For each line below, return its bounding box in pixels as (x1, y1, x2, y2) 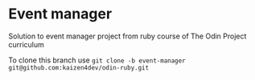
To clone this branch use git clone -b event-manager (8, 55, 187, 65)
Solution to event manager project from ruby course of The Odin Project (8, 31, 247, 41)
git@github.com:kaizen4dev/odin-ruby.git (8, 63, 150, 72)
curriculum (8, 39, 44, 49)
